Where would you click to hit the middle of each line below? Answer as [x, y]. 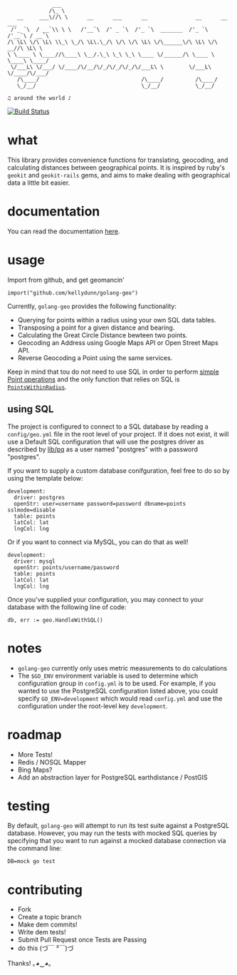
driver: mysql [35, 561]
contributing [45, 890]
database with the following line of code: [67, 607]
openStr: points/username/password [67, 567]
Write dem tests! [42, 932]
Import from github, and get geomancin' [66, 280]
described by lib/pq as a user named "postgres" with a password [102, 449]
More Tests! [35, 755]
